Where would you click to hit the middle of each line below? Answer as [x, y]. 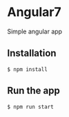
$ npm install [28, 69]
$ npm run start [30, 107]
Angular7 [34, 12]
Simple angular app [35, 31]
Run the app [33, 91]
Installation [32, 53]
